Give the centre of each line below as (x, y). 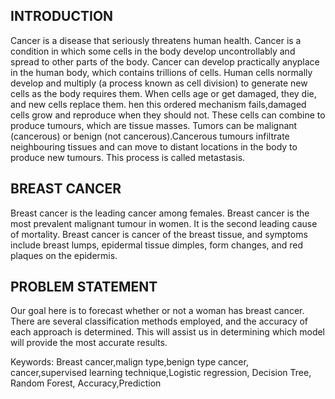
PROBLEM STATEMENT (84, 287)
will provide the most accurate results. (89, 343)
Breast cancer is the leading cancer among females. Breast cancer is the (160, 213)
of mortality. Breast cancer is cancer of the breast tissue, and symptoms (159, 234)
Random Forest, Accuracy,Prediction (86, 383)
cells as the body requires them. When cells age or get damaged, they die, (163, 93)
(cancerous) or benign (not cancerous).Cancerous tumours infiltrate (150, 136)
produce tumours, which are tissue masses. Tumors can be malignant (154, 125)
